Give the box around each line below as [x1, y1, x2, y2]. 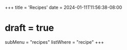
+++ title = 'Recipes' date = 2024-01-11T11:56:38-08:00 [5, 5, 122, 10]
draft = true [5, 22, 54, 34]
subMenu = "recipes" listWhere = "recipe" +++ [5, 39, 104, 45]
